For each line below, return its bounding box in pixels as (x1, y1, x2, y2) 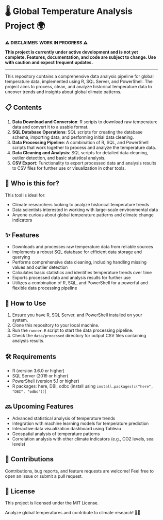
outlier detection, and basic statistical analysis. (12, 155, 106, 161)
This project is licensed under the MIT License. (5, 500, 99, 506)
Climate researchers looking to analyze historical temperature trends (12, 201, 149, 207)
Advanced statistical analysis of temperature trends (12, 415, 115, 421)
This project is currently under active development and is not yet (5, 49, 138, 55)
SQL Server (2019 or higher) (12, 373, 69, 378)
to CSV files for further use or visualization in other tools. (12, 165, 126, 171)
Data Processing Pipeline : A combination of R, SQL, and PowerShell (12, 139, 149, 145)
